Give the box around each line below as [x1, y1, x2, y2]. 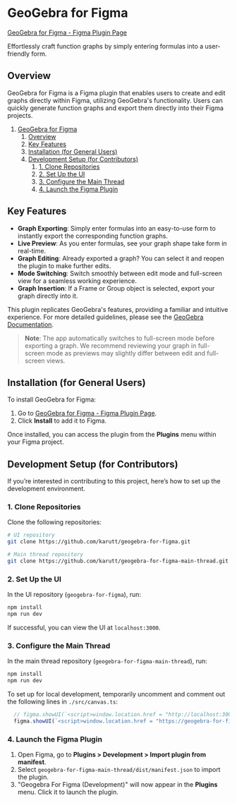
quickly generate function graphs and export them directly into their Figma [7, 104, 224, 112]
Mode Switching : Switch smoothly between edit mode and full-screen [17, 269, 222, 277]
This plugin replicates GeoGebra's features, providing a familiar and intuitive [7, 305, 229, 313]
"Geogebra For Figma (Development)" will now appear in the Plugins [17, 780, 218, 789]
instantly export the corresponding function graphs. [17, 231, 168, 240]
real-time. [17, 246, 47, 255]
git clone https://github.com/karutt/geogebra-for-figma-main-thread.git [7, 557, 229, 565]
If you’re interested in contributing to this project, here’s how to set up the [7, 477, 221, 485]
